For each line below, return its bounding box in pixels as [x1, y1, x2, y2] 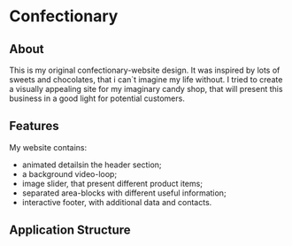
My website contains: [9, 142, 88, 152]
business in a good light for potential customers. [9, 93, 186, 104]
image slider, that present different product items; [21, 178, 204, 188]
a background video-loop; [21, 168, 118, 179]
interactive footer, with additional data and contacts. [21, 196, 212, 207]
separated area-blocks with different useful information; [21, 188, 227, 198]
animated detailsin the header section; [21, 159, 162, 170]
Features [9, 119, 59, 134]
